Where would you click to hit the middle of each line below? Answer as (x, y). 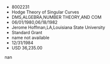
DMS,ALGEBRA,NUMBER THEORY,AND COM (56, 17)
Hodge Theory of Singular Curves (45, 12)
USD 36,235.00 (27, 48)
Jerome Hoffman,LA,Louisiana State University (58, 27)
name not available (30, 38)
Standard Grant (27, 32)
